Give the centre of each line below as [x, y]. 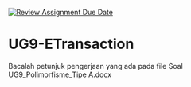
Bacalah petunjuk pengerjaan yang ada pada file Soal [95, 66]
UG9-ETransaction [71, 44]
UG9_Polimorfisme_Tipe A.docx [60, 74]
